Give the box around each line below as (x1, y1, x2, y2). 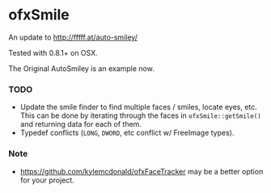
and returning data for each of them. (19, 120, 142, 129)
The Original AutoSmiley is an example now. (8, 63, 155, 73)
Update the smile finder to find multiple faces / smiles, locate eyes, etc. (19, 103, 257, 112)
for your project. (19, 175, 74, 185)
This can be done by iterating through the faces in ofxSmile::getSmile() (19, 111, 261, 120)
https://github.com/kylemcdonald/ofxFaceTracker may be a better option (19, 166, 264, 176)
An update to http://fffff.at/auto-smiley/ (8, 32, 138, 42)
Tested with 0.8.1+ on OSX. (8, 48, 99, 57)
